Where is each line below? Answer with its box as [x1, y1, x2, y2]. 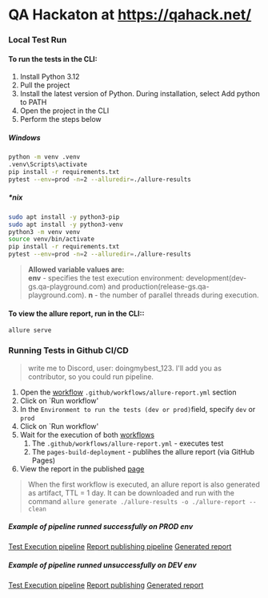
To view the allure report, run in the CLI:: [8, 309, 145, 318]
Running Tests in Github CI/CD [8, 345, 130, 356]
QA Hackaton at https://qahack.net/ [8, 6, 252, 24]
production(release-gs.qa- [122, 282, 210, 291]
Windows [8, 132, 42, 142]
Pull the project [19, 80, 70, 90]
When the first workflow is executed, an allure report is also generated [27, 479, 260, 489]
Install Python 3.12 [19, 72, 80, 82]
